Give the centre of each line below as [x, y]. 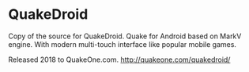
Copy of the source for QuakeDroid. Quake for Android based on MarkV [125, 36]
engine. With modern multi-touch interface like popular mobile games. [123, 44]
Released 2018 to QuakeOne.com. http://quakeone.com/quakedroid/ [119, 59]
